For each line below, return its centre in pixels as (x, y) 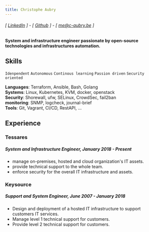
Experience (23, 123)
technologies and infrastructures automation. (53, 46)
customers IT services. (35, 214)
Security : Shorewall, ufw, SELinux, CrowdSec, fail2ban (61, 97)
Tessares (16, 137)
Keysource (18, 184)
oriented (14, 78)
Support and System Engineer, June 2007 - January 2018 (65, 196)
